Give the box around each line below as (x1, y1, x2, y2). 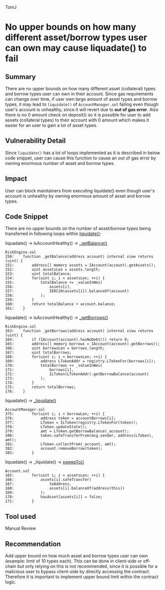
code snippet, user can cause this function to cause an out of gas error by (5, 155, 157, 161)
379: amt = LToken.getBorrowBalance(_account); (5, 429, 129, 434)
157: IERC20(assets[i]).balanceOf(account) (5, 289, 129, 294)
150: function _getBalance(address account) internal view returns (5, 254, 154, 259)
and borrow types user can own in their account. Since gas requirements (5, 91, 154, 97)
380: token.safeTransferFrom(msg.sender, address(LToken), (5, 433, 154, 438)
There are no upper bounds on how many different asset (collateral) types (5, 86, 156, 91)
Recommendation (5, 540, 61, 548)
